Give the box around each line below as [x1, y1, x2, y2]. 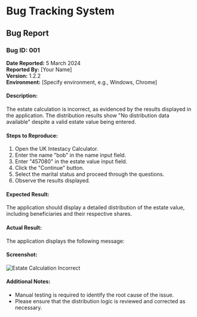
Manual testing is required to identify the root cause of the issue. [14, 291, 174, 298]
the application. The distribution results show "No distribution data [6, 112, 170, 119]
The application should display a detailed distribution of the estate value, [6, 204, 185, 211]
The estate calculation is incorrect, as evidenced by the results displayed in [6, 106, 192, 113]
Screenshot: [6, 251, 38, 258]
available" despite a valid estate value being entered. [6, 118, 136, 126]
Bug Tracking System [6, 4, 115, 18]
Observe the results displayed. [14, 177, 91, 184]
